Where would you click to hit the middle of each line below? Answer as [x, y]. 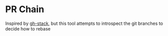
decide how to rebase [28, 28]
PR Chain [25, 9]
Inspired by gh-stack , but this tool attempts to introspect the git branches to [84, 23]
